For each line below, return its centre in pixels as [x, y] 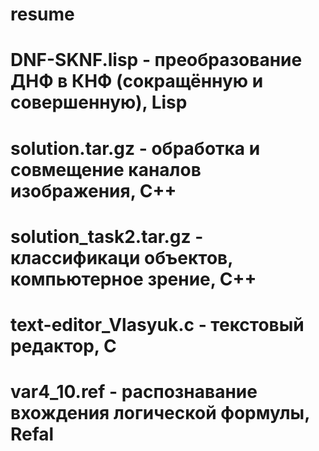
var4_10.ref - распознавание [134, 392]
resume [42, 14]
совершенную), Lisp [99, 102]
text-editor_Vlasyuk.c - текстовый [157, 324]
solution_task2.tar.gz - [107, 236]
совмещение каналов [106, 169]
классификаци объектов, [121, 257]
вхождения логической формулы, [160, 413]
